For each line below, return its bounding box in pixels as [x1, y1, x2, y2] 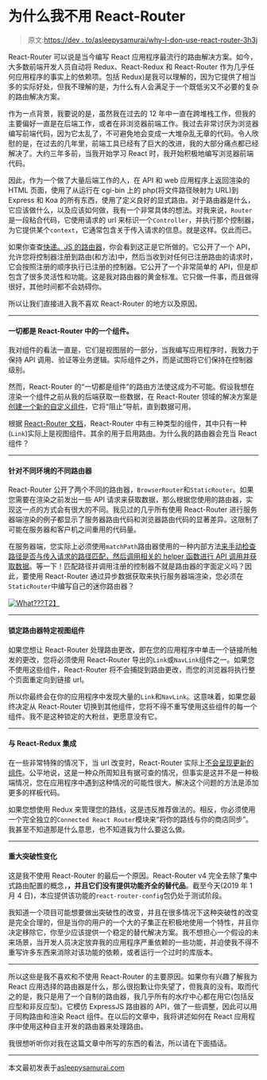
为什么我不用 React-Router [8, 7, 185, 25]
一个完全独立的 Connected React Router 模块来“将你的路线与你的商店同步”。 [8, 814, 253, 824]
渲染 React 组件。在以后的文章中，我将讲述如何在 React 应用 [49, 1012, 249, 1021]
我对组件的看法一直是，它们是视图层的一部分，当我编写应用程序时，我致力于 [8, 345, 259, 355]
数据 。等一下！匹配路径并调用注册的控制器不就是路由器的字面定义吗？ [14, 562, 245, 571]
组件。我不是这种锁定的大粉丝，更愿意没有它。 [8, 712, 161, 721]
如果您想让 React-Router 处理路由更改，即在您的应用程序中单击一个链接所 [8, 645, 250, 654]
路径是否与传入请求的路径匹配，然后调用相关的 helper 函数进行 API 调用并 [8, 552, 250, 561]
